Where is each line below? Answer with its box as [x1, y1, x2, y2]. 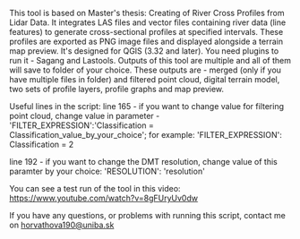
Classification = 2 [9, 139, 74, 149]
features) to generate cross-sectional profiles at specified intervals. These [9, 27, 284, 37]
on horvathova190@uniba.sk [9, 219, 115, 230]
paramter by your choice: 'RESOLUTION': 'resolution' [9, 166, 206, 176]
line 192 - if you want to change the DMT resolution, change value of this [9, 157, 278, 166]
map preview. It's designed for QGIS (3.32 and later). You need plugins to [9, 46, 279, 56]
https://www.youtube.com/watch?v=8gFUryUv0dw [9, 192, 199, 203]
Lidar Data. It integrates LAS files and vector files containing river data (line [9, 17, 287, 28]
